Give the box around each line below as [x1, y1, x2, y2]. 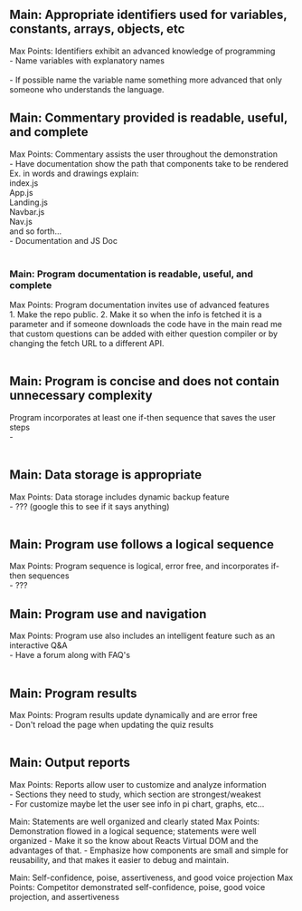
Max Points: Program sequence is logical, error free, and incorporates [9, 561, 269, 572]
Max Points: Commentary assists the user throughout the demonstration [9, 149, 278, 160]
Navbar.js [9, 206, 45, 217]
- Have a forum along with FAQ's [9, 650, 131, 661]
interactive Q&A [9, 640, 68, 651]
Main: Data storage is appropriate [9, 467, 202, 483]
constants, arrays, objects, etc [9, 22, 185, 37]
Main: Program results [9, 685, 137, 701]
